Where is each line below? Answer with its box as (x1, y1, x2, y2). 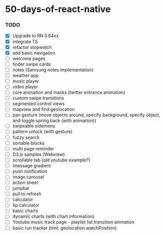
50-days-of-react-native (5, 4, 111, 15)
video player (12, 84, 38, 90)
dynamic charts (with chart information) (12, 213, 94, 219)
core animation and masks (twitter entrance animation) (12, 89, 125, 96)
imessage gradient (12, 162, 51, 168)
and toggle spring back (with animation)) (12, 118, 96, 124)
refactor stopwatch (12, 44, 52, 50)
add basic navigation (12, 50, 56, 56)
